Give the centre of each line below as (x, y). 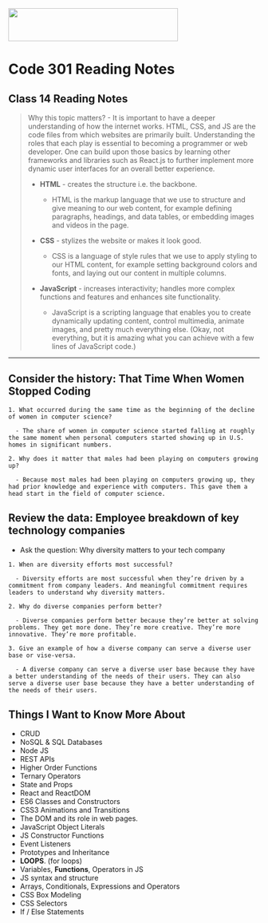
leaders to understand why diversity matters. (87, 592)
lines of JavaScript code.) (94, 346)
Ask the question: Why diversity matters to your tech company (122, 549)
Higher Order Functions (58, 768)
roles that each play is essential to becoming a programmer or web (138, 143)
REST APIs (37, 759)
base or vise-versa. (43, 655)
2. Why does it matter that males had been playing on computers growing (134, 458)
